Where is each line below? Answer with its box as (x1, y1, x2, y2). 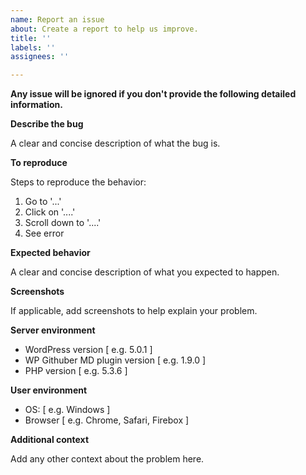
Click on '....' (24, 206, 76, 218)
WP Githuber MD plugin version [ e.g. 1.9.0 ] (24, 354, 207, 366)
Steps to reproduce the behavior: (10, 176, 147, 188)
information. (10, 99, 63, 111)
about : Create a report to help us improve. (10, 24, 199, 34)
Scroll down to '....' (24, 217, 102, 229)
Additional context (10, 434, 90, 446)
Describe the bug (10, 118, 84, 130)
